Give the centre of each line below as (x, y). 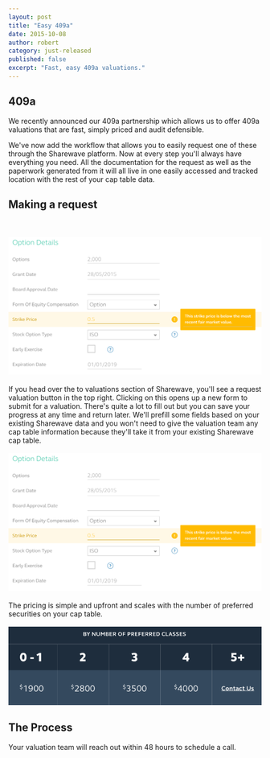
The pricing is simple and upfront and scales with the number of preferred (131, 605)
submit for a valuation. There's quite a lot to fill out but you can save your (129, 406)
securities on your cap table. (55, 614)
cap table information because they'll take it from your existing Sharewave (131, 431)
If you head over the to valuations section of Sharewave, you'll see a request (135, 389)
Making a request (53, 205)
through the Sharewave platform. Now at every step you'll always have (125, 154)
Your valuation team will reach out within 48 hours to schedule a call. (123, 747)
